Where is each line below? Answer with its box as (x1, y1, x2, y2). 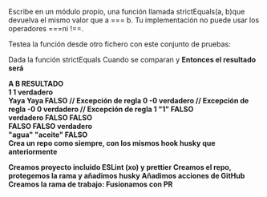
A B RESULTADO (8, 79, 64, 88)
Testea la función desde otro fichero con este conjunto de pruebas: (8, 39, 231, 49)
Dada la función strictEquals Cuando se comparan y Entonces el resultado (8, 55, 257, 64)
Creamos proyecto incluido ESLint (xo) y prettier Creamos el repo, (8, 163, 232, 171)
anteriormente (8, 147, 58, 156)
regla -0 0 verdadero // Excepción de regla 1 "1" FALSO (8, 104, 194, 114)
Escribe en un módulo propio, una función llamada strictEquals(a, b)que (8, 7, 245, 16)
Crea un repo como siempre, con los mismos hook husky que (8, 139, 216, 147)
